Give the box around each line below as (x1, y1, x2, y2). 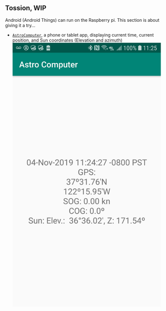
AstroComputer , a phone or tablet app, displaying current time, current (12, 32, 154, 38)
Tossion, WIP (5, 4, 47, 12)
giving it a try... (5, 22, 36, 28)
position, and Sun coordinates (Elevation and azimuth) (12, 37, 123, 43)
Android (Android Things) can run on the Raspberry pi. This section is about (5, 17, 160, 23)
